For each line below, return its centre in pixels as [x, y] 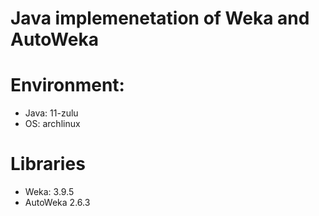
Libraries [48, 164]
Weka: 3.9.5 [49, 192]
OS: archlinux [52, 124]
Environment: [67, 85]
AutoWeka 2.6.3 [57, 203]
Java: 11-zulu [51, 113]
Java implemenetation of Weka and [160, 18]
